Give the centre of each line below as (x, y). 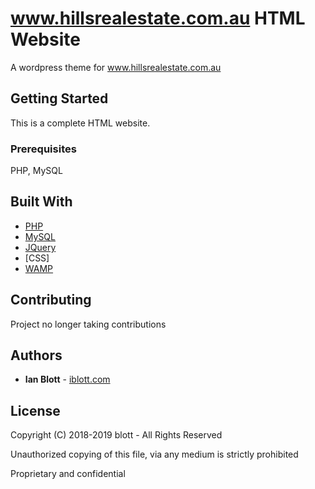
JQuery (40, 247)
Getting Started (59, 98)
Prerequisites (43, 149)
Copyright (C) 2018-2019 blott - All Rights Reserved (116, 435)
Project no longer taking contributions (88, 324)
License (35, 410)
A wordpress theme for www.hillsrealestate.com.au (116, 67)
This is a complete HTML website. (80, 123)
